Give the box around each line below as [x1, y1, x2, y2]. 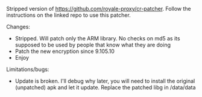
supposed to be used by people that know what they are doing [14, 42, 171, 48]
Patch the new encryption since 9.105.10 [14, 48, 115, 55]
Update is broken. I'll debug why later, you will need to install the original [14, 78, 195, 84]
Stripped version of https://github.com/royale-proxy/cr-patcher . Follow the [6, 5, 191, 12]
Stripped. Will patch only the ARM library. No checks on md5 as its [14, 35, 180, 42]
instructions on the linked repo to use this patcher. [6, 11, 131, 19]
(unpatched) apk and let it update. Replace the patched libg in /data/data [14, 84, 196, 91]
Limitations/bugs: [6, 66, 49, 73]
